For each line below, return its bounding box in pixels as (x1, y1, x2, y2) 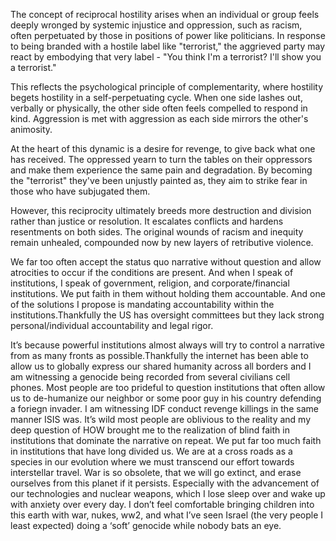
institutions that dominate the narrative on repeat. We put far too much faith (10, 435, 322, 446)
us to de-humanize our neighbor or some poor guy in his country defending (10, 392, 322, 404)
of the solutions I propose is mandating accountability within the (10, 299, 275, 310)
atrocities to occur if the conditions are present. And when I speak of (10, 267, 294, 278)
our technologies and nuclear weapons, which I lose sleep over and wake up (10, 488, 326, 499)
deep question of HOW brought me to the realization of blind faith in (10, 424, 290, 436)
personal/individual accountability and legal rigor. (10, 320, 214, 331)
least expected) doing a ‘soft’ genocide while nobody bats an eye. (10, 520, 282, 531)
